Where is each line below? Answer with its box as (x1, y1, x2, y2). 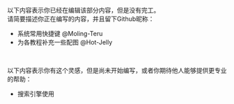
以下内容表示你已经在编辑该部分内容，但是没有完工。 (7, 6, 160, 14)
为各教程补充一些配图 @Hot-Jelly (17, 38, 113, 46)
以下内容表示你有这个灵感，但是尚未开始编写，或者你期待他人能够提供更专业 (7, 67, 227, 74)
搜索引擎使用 (17, 89, 54, 98)
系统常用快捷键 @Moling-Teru (17, 30, 103, 37)
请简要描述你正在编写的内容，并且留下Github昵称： (7, 15, 155, 23)
